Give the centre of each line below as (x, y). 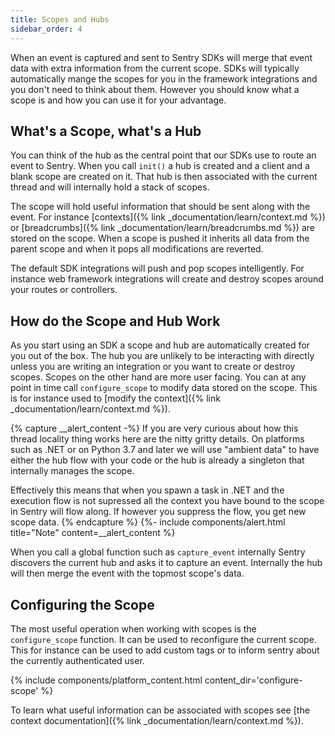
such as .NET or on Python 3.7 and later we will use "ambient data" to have (165, 450)
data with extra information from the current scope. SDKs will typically (155, 68)
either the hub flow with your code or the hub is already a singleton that (157, 460)
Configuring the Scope (82, 604)
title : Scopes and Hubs (60, 19)
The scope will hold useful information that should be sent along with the (160, 207)
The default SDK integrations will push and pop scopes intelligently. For (157, 268)
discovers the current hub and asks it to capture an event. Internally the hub (166, 563)
